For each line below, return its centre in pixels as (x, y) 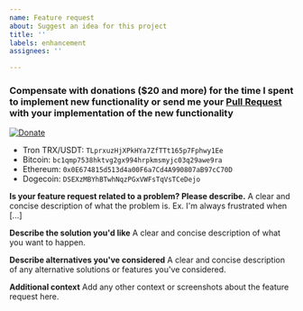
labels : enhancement (48, 43)
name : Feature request (52, 18)
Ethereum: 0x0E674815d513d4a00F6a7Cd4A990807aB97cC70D (127, 169)
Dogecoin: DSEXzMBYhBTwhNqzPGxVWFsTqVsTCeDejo (111, 179)
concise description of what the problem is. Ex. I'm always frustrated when (148, 206)
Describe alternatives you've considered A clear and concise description (147, 260)
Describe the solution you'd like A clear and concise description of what (145, 233)
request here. (34, 297)
